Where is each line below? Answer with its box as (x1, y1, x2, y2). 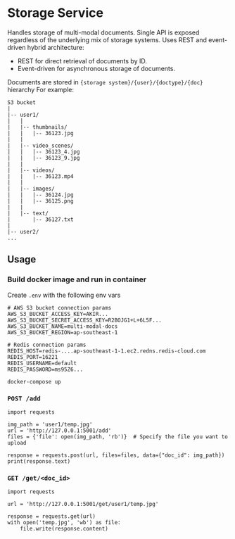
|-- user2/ (7, 228, 39, 235)
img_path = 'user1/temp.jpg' (7, 421, 93, 428)
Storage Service (7, 5, 104, 21)
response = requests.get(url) (7, 513, 96, 520)
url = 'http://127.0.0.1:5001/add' (7, 427, 112, 434)
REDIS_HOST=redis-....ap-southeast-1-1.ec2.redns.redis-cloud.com (7, 347, 206, 355)
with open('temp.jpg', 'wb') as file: (7, 519, 121, 526)
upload (7, 439, 27, 446)
